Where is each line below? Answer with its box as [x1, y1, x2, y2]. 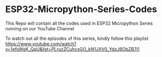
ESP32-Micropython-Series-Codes [5, 4, 157, 15]
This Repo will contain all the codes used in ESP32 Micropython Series [5, 20, 153, 26]
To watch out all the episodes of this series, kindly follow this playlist [5, 35, 149, 41]
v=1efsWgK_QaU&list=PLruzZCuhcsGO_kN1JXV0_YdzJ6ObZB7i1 [5, 46, 140, 52]
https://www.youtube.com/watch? [5, 40, 77, 46]
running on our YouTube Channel [5, 25, 75, 31]
